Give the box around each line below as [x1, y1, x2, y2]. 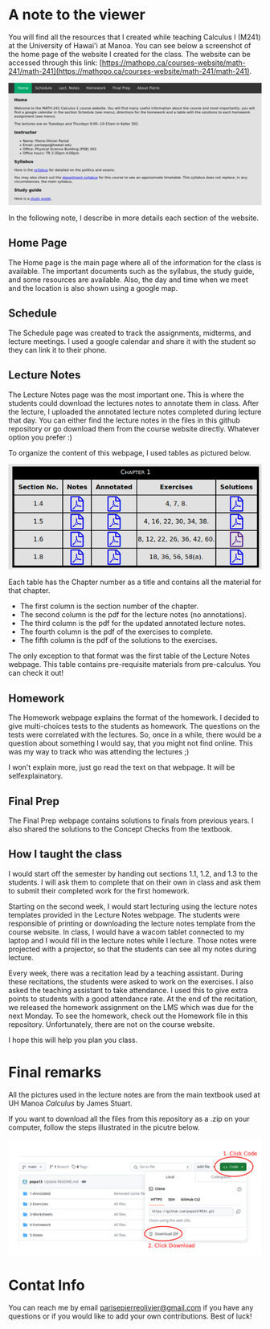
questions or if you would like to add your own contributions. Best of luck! [8, 1311, 252, 1321]
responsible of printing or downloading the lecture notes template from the [8, 918, 256, 928]
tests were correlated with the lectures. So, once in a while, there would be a [8, 730, 262, 740]
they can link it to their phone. [8, 345, 107, 354]
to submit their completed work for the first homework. [8, 885, 190, 895]
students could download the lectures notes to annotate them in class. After [8, 398, 260, 407]
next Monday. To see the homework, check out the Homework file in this [8, 1011, 248, 1020]
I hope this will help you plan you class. [8, 1035, 138, 1045]
